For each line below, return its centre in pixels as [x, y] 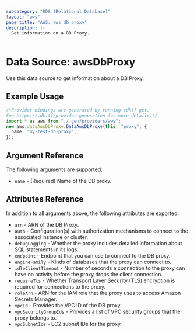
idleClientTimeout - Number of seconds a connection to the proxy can [100, 268]
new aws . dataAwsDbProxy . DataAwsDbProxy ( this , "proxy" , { [77, 126]
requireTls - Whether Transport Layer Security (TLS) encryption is [95, 280]
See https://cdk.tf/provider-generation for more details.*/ [82, 115]
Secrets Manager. [36, 299]
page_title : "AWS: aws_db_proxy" [47, 22]
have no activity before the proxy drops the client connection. [89, 274]
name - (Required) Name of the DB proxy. [63, 181]
